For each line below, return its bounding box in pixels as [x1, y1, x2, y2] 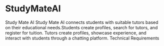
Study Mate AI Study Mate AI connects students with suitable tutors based [5, 19, 158, 25]
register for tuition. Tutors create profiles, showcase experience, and [5, 30, 146, 36]
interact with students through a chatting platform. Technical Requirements [5, 35, 159, 41]
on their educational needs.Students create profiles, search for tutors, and [5, 24, 158, 30]
